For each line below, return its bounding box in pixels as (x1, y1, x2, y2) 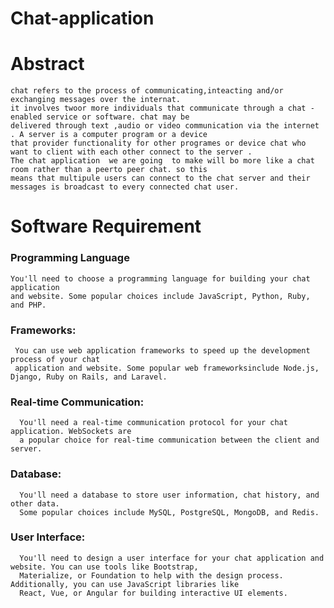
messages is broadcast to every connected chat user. (10, 182, 240, 192)
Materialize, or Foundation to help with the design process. (19, 570, 284, 581)
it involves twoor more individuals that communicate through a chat (10, 103, 307, 114)
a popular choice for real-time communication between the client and (19, 435, 320, 446)
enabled (10, 112, 43, 122)
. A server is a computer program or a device (10, 130, 208, 140)
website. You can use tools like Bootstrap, (10, 562, 199, 572)
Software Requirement (10, 215, 202, 238)
